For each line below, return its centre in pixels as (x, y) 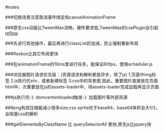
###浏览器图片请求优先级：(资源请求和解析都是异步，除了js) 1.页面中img (79, 75)
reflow (12, 33)
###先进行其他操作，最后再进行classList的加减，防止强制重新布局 (72, 43)
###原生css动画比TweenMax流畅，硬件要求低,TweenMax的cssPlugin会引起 (82, 27)
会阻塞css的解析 (22, 114)
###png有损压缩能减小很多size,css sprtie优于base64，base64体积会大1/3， (82, 108)
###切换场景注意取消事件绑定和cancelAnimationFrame (60, 17)
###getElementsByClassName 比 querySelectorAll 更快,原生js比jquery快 (78, 124)
